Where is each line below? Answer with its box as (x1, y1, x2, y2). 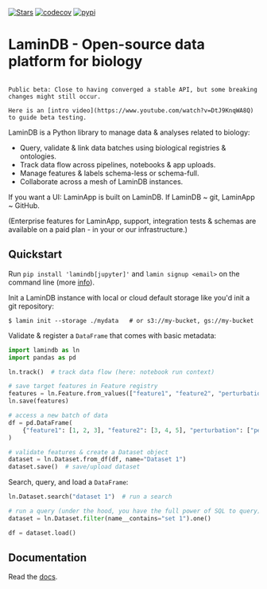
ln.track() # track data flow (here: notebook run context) (8, 367, 215, 376)
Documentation (8, 551, 87, 565)
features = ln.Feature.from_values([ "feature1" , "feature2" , (8, 390, 215, 398)
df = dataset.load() (8, 528, 77, 537)
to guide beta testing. (8, 113, 87, 121)
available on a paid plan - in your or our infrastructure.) (8, 224, 188, 234)
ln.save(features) (8, 397, 69, 406)
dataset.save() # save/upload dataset (8, 463, 141, 471)
